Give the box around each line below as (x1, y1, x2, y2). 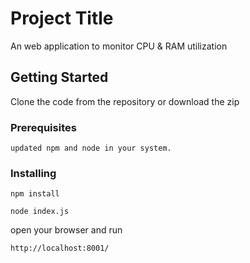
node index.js (10, 207, 70, 217)
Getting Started (10, 69, 109, 86)
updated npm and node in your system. (10, 143, 172, 154)
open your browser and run (10, 224, 123, 236)
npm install (10, 189, 60, 199)
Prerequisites (10, 120, 77, 134)
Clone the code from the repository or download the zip (10, 95, 240, 107)
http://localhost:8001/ (10, 243, 110, 254)
